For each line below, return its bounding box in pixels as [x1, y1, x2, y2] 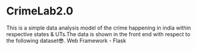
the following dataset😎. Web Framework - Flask [6, 37, 126, 44]
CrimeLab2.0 [6, 4, 74, 18]
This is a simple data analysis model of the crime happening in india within [6, 24, 192, 31]
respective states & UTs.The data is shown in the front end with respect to [6, 30, 190, 37]
